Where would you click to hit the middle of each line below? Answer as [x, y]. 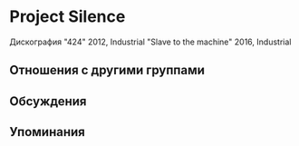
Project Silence [68, 17]
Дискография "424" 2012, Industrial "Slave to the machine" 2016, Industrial [150, 42]
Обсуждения [48, 101]
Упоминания [48, 132]
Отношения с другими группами [107, 70]
